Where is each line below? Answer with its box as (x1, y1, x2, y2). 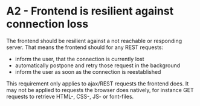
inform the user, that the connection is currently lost (15, 55, 144, 62)
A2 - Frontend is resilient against (6, 4, 174, 18)
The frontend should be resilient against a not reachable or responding (6, 37, 182, 44)
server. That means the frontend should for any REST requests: (6, 44, 164, 51)
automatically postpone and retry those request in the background (15, 62, 181, 69)
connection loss (6, 17, 89, 31)
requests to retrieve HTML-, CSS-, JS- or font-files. (6, 93, 134, 100)
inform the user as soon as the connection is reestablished (15, 68, 161, 75)
